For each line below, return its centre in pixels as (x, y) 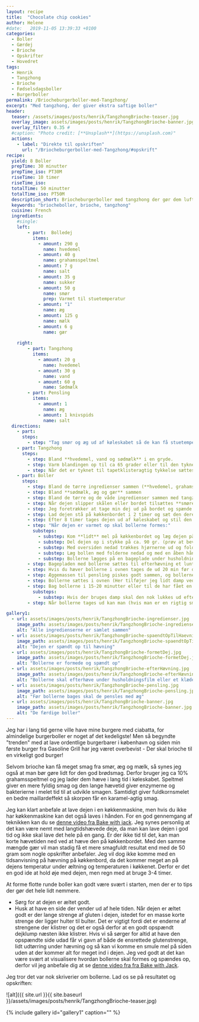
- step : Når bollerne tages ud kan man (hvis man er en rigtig (107, 603)
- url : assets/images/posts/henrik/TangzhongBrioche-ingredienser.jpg (100, 619)
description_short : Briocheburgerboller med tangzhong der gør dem (97, 200)
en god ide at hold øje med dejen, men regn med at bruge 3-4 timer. (89, 873)
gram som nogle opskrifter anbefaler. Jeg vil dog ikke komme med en (91, 854)
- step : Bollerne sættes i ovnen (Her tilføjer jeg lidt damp (106, 581)
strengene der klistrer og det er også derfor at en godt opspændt (94, 927)
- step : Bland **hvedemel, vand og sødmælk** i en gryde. (100, 459)
